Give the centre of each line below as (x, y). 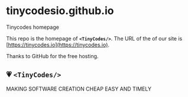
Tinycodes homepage (33, 27)
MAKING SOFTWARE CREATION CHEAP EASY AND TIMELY (79, 89)
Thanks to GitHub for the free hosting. (52, 56)
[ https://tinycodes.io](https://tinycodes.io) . (58, 45)
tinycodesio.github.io (60, 11)
